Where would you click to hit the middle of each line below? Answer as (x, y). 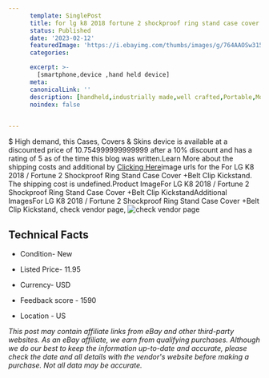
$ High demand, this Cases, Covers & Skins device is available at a (118, 141)
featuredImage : (55, 46)
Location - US (43, 316)
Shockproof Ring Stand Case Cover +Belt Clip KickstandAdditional (118, 193)
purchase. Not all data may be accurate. (75, 365)
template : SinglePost (66, 16)
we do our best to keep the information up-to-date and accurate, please (128, 348)
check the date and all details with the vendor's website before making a (129, 356)
